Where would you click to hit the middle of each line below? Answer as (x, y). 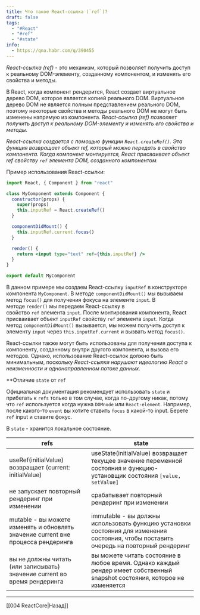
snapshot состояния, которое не (138, 578)
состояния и (109, 468)
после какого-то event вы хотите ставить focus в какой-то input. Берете (97, 410)
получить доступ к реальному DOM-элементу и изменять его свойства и (100, 123)
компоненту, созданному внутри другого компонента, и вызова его (93, 349)
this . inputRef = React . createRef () (61, 210)
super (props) (33, 205)
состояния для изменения (129, 531)
